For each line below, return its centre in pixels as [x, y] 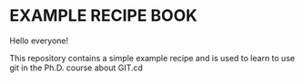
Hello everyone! [39, 41]
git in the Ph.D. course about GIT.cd [76, 68]
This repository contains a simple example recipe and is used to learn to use [152, 58]
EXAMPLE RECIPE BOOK [103, 16]
